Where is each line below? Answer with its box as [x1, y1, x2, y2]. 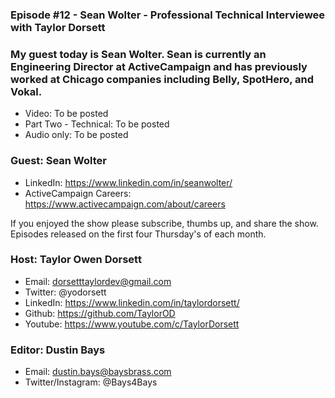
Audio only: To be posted [24, 129, 129, 141]
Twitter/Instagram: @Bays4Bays [24, 376, 158, 388]
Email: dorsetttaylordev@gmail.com [24, 275, 172, 287]
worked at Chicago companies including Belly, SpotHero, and [10, 72, 315, 86]
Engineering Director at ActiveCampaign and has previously [10, 59, 308, 73]
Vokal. [10, 84, 43, 98]
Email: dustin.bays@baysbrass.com [24, 366, 172, 378]
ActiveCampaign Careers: [24, 187, 132, 199]
